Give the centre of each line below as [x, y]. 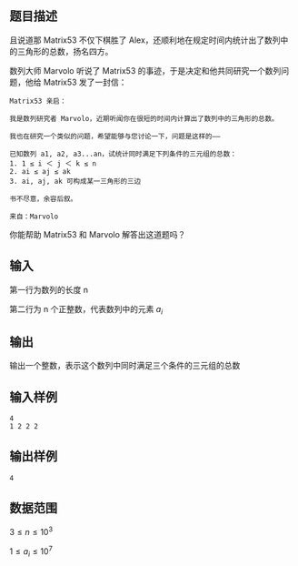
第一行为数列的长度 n [49, 289]
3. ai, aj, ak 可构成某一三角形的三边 [75, 181]
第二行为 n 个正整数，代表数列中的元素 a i [86, 310]
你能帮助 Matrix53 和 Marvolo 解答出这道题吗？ [98, 234]
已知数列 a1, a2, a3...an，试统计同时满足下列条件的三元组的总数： [123, 154]
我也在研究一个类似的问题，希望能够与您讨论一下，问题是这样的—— [115, 136]
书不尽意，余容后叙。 [43, 198]
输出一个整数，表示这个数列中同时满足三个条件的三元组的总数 [125, 366]
